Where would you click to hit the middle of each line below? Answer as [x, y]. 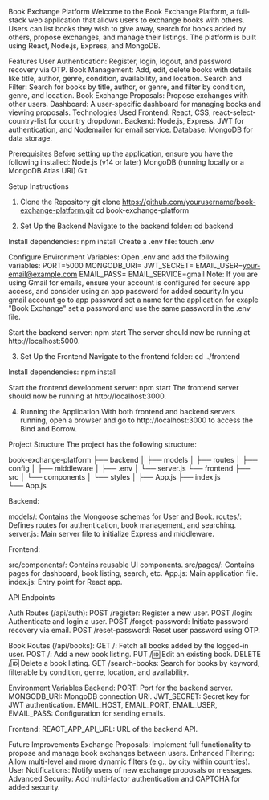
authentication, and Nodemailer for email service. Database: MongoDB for [130, 129]
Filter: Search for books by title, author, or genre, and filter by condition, [127, 87]
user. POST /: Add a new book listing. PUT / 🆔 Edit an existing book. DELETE [134, 654]
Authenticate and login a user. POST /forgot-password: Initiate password [128, 621]
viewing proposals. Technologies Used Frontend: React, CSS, [110, 112]
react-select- [234, 112]
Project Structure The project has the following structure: [102, 444]
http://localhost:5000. [44, 341]
